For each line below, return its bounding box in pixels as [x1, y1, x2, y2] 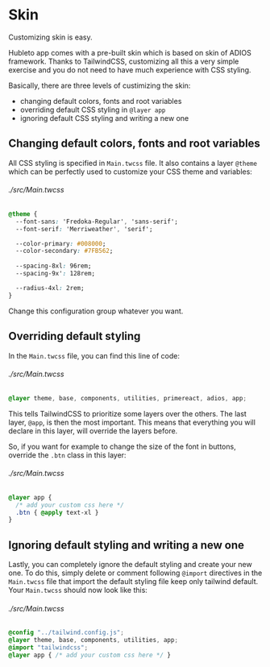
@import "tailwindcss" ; [8, 644, 89, 652]
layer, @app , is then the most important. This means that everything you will [8, 417, 256, 427]
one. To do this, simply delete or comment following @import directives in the [8, 568, 263, 578]
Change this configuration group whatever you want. [8, 306, 184, 316]
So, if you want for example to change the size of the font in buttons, [8, 441, 236, 451]
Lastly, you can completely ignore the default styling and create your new [8, 560, 252, 570]
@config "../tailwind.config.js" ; [8, 628, 125, 637]
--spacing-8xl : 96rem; [15, 262, 92, 271]
